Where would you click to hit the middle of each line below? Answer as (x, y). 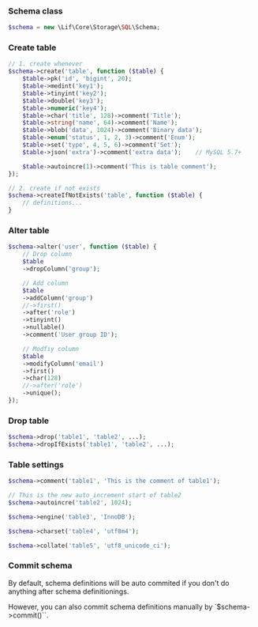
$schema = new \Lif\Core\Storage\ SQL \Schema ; (84, 28)
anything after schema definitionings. (69, 591)
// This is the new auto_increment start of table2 (95, 496)
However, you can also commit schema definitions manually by (110, 606)
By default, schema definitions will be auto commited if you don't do (119, 583)
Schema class (36, 11)
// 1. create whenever (45, 64)
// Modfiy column (51, 349)
